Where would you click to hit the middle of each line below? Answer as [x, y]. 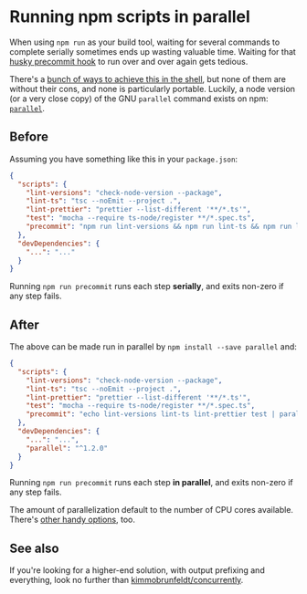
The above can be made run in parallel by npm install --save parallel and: [153, 347]
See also [34, 548]
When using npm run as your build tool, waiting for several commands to [145, 42]
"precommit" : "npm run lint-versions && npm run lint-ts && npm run [159, 226]
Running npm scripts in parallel [130, 17]
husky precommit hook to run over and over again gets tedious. [129, 61]
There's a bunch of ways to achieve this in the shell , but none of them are [148, 78]
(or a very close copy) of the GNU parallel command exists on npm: [139, 99]
